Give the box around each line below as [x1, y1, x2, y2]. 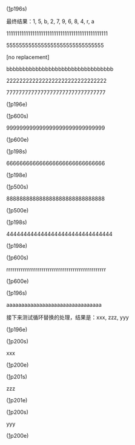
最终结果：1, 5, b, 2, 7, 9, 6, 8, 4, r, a [6, 18, 95, 25]
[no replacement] [6, 54, 50, 60]
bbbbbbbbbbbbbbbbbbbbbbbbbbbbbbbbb [6, 65, 114, 72]
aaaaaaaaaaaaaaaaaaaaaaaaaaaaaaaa [6, 301, 102, 308]
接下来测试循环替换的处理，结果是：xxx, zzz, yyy [6, 314, 129, 321]
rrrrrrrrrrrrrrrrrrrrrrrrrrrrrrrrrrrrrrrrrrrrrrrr [6, 266, 107, 273]
